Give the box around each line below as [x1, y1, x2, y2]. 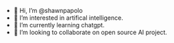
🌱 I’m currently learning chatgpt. [13, 21, 105, 29]
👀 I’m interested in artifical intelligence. [13, 14, 123, 22]
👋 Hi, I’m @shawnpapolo [13, 7, 84, 14]
